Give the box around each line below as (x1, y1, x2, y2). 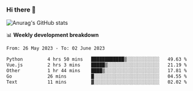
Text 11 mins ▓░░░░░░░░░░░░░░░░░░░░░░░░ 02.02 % (6, 79, 188, 85)
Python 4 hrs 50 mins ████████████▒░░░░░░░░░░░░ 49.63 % (6, 56, 188, 62)
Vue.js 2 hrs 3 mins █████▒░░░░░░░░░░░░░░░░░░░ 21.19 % (6, 62, 188, 69)
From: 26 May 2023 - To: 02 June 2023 (6, 45, 105, 52)
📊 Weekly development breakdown (6, 32, 99, 39)
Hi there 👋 (6, 5, 37, 14)
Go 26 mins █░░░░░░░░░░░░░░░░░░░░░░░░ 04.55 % (6, 73, 188, 79)
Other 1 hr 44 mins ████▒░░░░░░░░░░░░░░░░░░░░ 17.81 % (6, 67, 188, 73)
